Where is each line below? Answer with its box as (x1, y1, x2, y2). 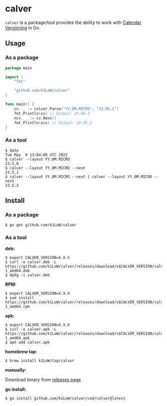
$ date (5, 148, 19, 153)
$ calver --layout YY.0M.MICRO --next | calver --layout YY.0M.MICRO (5, 174, 153, 179)
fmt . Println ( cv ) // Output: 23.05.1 (14, 111, 90, 116)
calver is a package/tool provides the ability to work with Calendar (5, 19, 142, 25)
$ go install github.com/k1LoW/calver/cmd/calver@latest (5, 396, 126, 401)
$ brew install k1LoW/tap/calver (5, 358, 75, 363)
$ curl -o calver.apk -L (5, 327, 57, 332)
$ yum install (5, 295, 35, 300)
